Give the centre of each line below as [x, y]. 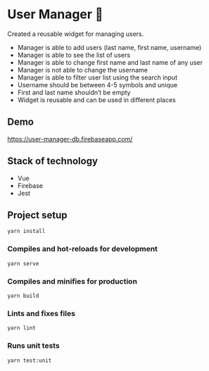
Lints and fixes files [42, 313]
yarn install [26, 232]
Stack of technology [53, 161]
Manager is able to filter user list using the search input [97, 77]
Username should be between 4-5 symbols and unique [97, 84]
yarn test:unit [30, 360]
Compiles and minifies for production [72, 281]
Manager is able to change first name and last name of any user [110, 62]
